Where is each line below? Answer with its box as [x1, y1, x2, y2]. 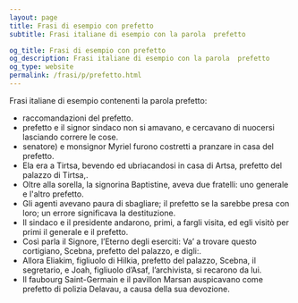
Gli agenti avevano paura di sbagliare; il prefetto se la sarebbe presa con [21, 198, 290, 208]
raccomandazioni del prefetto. [21, 113, 134, 123]
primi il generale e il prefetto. [21, 226, 129, 237]
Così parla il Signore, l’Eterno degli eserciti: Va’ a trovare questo [21, 236, 257, 247]
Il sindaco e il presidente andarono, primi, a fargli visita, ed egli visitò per [21, 216, 289, 228]
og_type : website [9, 63, 74, 72]
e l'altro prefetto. [21, 189, 85, 199]
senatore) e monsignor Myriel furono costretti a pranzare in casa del [21, 140, 275, 152]
